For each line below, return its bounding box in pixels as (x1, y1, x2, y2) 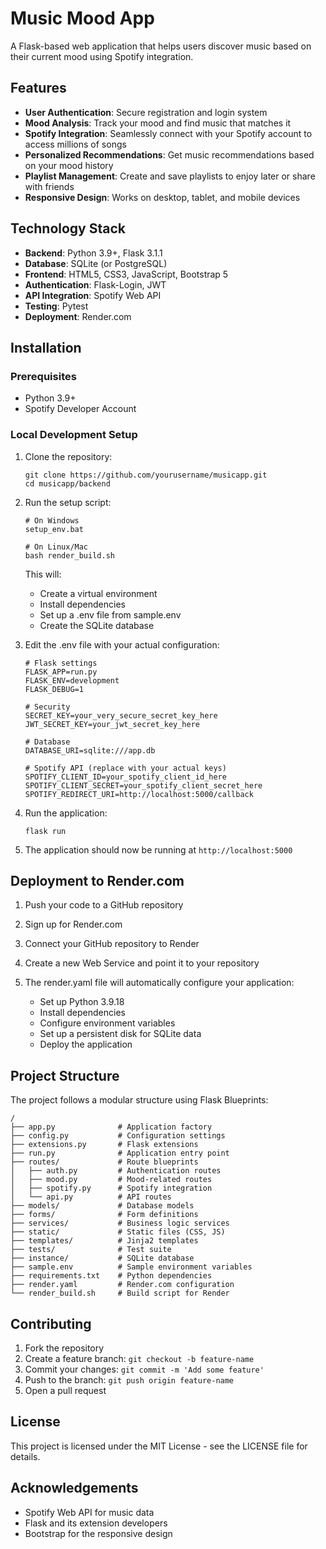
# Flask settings (24, 658, 98, 668)
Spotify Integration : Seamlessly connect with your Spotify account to (24, 127, 313, 139)
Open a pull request (24, 1384, 107, 1396)
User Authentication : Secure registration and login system (24, 106, 268, 118)
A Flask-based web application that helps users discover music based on (10, 40, 312, 52)
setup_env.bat (24, 524, 84, 534)
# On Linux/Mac (24, 542, 89, 552)
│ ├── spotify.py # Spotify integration (10, 1183, 213, 1194)
